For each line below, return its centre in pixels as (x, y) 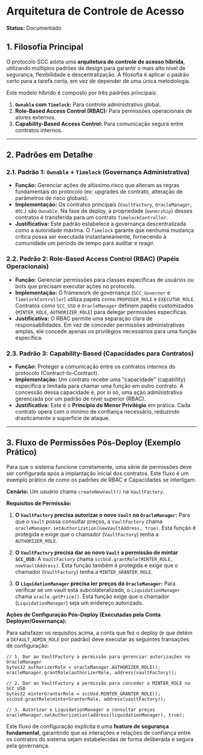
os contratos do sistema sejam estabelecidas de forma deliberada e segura (100, 739)
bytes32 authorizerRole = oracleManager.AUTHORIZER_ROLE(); (84, 667)
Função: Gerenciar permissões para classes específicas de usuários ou (105, 279)
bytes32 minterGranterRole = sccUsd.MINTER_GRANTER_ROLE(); (84, 694)
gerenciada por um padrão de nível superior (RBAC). (80, 399)
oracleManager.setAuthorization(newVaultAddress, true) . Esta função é (105, 528)
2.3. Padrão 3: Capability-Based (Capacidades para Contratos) (100, 353)
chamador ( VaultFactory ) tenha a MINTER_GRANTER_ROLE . (84, 571)
